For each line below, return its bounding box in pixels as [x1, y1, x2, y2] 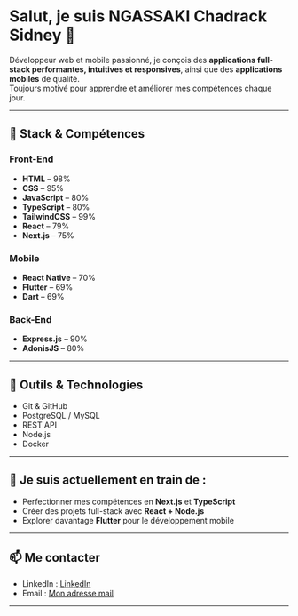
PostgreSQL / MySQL [21, 411, 100, 421]
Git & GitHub [21, 401, 68, 412]
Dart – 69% [21, 291, 65, 301]
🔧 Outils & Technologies [9, 377, 144, 392]
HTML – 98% [21, 173, 71, 184]
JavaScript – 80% [21, 192, 90, 203]
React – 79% [21, 220, 69, 231]
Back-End [9, 313, 52, 325]
